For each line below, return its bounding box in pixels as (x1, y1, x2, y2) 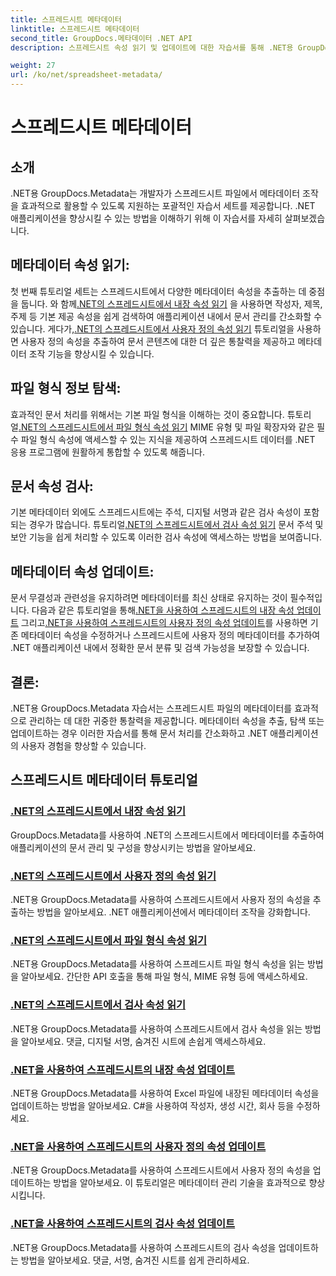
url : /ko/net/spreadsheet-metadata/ (10, 70, 163, 80)
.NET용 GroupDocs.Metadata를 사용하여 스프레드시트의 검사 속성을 (10, 1241, 277, 1253)
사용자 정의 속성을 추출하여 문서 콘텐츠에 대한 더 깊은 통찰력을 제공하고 (20, 335, 296, 347)
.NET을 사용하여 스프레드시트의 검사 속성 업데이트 (10, 1217, 236, 1231)
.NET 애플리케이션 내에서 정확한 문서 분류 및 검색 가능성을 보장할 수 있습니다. (10, 642, 310, 654)
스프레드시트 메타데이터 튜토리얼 (10, 772, 198, 789)
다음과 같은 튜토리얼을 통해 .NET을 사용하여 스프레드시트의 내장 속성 (31, 604, 295, 616)
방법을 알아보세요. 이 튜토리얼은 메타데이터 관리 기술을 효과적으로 (53, 1177, 307, 1189)
